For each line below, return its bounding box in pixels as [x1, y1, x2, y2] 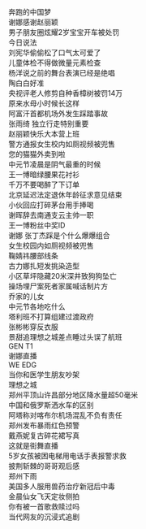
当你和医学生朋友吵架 [8, 370, 79, 379]
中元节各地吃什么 [8, 301, 66, 311]
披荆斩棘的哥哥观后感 [8, 462, 79, 470]
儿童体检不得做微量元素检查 [8, 58, 101, 67]
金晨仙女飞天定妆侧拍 [8, 492, 79, 501]
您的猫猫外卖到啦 [8, 150, 66, 158]
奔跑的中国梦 [8, 7, 51, 16]
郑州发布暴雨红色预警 [8, 421, 79, 430]
